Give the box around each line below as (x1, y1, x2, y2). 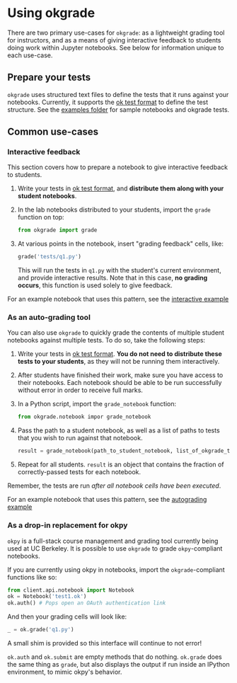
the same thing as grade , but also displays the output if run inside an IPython (7, 660, 230, 669)
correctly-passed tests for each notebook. (17, 468, 141, 476)
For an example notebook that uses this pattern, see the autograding (7, 495, 207, 504)
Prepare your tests (7, 71, 91, 84)
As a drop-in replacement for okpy (7, 520, 128, 530)
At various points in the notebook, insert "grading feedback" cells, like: (17, 239, 224, 248)
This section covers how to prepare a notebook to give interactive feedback (7, 163, 229, 171)
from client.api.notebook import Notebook (7, 586, 134, 594)
